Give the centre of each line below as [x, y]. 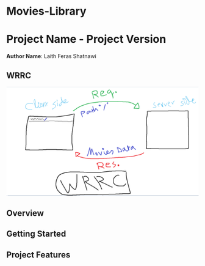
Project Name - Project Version [86, 39]
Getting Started [36, 234]
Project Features [38, 255]
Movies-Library [46, 11]
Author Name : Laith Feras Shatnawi [51, 56]
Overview [25, 213]
